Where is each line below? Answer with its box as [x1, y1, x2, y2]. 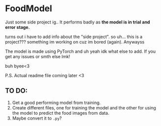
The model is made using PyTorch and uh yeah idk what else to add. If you [5, 48, 156, 54]
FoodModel [5, 3, 53, 14]
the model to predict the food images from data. [12, 110, 109, 116]
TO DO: [5, 86, 28, 95]
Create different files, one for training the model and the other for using [12, 105, 156, 110]
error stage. [5, 24, 30, 30]
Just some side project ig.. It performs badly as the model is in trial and [5, 19, 150, 25]
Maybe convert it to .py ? [12, 115, 62, 121]
